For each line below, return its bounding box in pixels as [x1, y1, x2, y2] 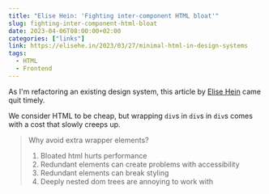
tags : [8, 49, 27, 57]
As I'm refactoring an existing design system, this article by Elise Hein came [8, 86, 262, 96]
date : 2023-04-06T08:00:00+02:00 [8, 27, 122, 35]
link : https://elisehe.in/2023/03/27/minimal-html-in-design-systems [8, 42, 249, 50]
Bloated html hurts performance [40, 150, 147, 160]
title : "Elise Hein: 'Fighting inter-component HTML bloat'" [8, 11, 220, 20]
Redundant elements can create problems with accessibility [40, 159, 241, 169]
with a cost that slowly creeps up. [8, 119, 121, 129]
